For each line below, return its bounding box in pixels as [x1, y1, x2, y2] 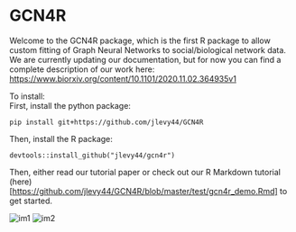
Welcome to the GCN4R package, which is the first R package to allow [9, 35, 271, 46]
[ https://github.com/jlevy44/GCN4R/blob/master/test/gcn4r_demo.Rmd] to [9, 185, 288, 196]
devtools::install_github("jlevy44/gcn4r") [9, 150, 176, 160]
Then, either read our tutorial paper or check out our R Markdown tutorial [9, 166, 282, 177]
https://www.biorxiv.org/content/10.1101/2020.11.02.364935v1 [9, 73, 237, 84]
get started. [9, 195, 52, 206]
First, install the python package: [9, 100, 131, 111]
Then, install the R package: [9, 133, 113, 144]
